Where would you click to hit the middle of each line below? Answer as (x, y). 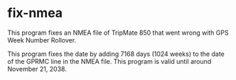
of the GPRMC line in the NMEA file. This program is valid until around (109, 61)
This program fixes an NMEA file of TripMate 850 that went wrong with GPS (118, 33)
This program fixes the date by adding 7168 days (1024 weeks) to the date (116, 54)
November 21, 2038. (37, 69)
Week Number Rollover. (42, 40)
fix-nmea (35, 13)
